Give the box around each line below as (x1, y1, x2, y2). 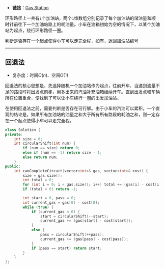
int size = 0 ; (14, 136, 43, 141)
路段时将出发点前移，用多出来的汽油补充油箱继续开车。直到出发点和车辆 (13, 88, 160, 95)
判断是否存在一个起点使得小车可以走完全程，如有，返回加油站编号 (5, 38, 138, 44)
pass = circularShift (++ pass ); (40, 232, 105, 237)
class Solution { (5, 127, 41, 132)
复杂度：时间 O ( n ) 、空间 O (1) (12, 72, 69, 78)
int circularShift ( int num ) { (14, 141, 76, 146)
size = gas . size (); (23, 173, 63, 178)
